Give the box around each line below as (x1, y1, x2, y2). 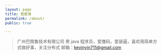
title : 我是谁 (5, 12, 32, 16)
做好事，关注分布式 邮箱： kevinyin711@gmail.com (21, 44, 121, 51)
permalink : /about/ (5, 16, 45, 21)
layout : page (5, 7, 32, 12)
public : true (5, 20, 32, 26)
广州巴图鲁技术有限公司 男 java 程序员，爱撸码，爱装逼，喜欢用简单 (17, 39, 153, 44)
